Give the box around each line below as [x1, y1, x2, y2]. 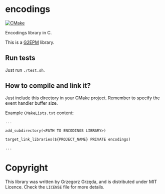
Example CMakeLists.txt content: [5, 110, 74, 116]
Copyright [5, 162, 48, 173]
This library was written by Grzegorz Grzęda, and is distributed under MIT [5, 179, 157, 185]
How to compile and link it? [5, 81, 91, 90]
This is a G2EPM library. [5, 39, 54, 45]
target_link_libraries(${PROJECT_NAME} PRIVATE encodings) [5, 137, 131, 142]
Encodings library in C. [5, 29, 52, 35]
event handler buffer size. [5, 100, 58, 106]
